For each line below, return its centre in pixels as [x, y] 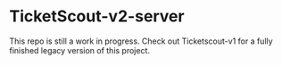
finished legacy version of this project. [79, 50]
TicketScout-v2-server [97, 16]
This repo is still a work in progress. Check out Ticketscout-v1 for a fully [141, 41]
